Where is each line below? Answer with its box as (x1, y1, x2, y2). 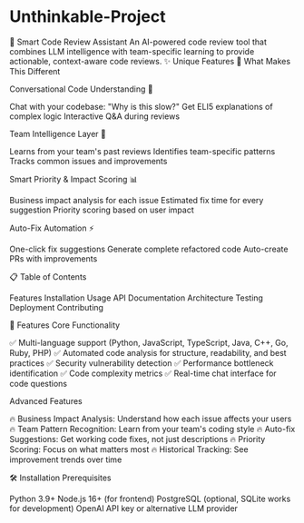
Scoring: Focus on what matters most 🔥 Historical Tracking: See (9, 443, 249, 455)
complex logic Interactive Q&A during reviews (9, 111, 180, 122)
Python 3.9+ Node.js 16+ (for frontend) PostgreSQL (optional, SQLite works (9, 493, 291, 504)
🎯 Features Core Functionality (9, 320, 121, 331)
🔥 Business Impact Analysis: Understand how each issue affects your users (9, 413, 292, 424)
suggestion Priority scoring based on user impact (9, 204, 195, 215)
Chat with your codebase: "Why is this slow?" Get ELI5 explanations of (9, 101, 274, 112)
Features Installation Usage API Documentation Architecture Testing (9, 292, 263, 303)
